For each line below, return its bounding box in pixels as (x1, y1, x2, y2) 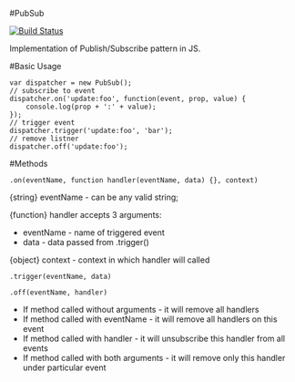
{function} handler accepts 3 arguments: (9, 210, 162, 220)
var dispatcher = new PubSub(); (9, 78, 132, 88)
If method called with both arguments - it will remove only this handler (22, 353, 286, 363)
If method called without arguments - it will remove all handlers (22, 305, 259, 315)
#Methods (9, 159, 48, 169)
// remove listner (9, 134, 79, 143)
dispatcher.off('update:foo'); (9, 142, 128, 151)
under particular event (22, 362, 107, 373)
